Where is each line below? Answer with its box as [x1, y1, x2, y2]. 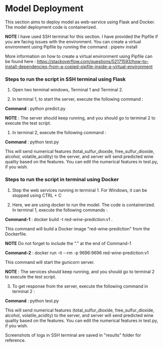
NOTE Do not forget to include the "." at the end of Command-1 [5, 240, 131, 246]
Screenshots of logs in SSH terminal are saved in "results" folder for [5, 332, 141, 338]
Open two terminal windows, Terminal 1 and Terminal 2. [12, 87, 123, 93]
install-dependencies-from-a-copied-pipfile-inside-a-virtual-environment [5, 64, 153, 69]
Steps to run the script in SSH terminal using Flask [5, 76, 126, 83]
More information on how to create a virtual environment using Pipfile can [5, 53, 153, 59]
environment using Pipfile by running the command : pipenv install [5, 44, 138, 50]
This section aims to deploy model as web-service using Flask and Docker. [5, 19, 155, 25]
